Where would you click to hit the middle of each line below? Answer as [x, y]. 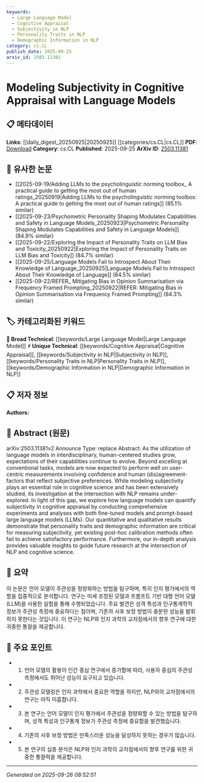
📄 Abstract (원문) [38, 433]
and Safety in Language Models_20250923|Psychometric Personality [102, 223]
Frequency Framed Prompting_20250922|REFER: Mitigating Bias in [99, 288]
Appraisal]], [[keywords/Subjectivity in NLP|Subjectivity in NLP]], [87, 355]
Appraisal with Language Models [91, 100]
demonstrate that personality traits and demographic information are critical [101, 526]
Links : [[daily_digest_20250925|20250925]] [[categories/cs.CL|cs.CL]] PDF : [102, 142]
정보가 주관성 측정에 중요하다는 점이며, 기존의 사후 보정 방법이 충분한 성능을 [95, 611]
